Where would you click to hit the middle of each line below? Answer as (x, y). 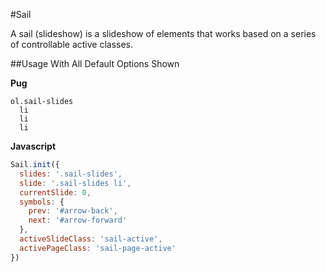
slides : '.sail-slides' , (71, 174)
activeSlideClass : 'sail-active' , (91, 239)
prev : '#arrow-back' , (73, 211)
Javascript (33, 146)
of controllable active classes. (72, 44)
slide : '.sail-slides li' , (75, 183)
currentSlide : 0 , (55, 192)
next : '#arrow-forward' (78, 220)
